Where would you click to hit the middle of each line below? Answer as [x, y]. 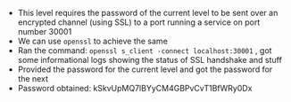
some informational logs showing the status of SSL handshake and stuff [150, 60]
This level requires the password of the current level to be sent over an [148, 13]
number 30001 [45, 31]
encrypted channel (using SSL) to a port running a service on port [139, 22]
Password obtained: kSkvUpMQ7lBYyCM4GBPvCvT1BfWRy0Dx [135, 88]
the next [33, 78]
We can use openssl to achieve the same [92, 41]
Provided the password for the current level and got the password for [145, 69]
